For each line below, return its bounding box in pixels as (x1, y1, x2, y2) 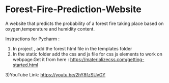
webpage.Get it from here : (12, 56, 69, 62)
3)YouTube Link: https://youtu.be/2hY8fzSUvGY (5, 71, 106, 77)
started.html (12, 62, 38, 68)
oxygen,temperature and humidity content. (5, 25, 95, 32)
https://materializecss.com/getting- (70, 56, 145, 62)
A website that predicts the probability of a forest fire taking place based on (5, 20, 164, 26)
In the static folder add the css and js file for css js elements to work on (12, 51, 163, 57)
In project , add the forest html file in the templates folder (12, 45, 132, 51)
